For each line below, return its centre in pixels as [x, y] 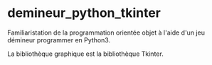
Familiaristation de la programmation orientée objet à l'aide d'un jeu [106, 32]
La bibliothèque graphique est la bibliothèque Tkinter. [85, 54]
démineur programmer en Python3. [59, 40]
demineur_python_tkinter [84, 13]
